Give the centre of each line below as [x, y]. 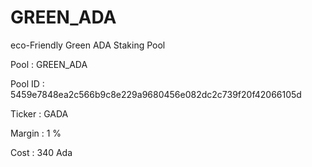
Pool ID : [27, 83]
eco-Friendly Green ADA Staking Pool [88, 45]
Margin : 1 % [36, 133]
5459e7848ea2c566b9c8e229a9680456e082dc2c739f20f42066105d [156, 94]
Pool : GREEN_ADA [49, 64]
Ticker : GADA [39, 113]
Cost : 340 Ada [41, 152]
